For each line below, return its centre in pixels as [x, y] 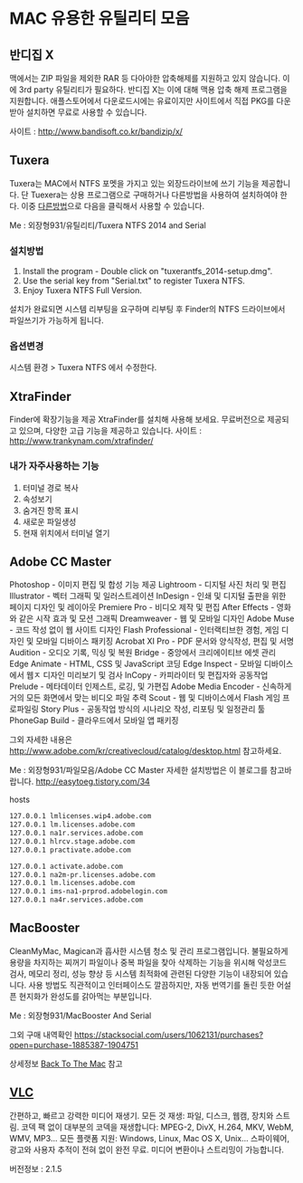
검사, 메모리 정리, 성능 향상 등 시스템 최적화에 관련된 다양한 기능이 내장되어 [141, 973]
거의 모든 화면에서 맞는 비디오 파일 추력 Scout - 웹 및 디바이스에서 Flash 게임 [145, 698]
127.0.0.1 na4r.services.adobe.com [76, 900]
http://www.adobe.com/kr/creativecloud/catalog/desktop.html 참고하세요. [146, 751]
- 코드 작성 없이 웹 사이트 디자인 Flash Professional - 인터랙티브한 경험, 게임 [144, 630]
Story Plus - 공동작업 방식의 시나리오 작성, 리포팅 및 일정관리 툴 [152, 709]
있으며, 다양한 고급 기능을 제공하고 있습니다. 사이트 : [110, 431]
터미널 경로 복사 [50, 487]
